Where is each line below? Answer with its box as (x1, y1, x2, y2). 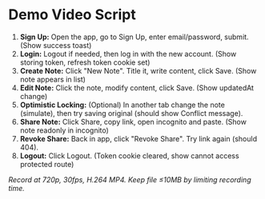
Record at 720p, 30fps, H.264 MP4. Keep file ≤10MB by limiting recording (8, 174, 251, 185)
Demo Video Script (8, 6, 136, 24)
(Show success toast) (19, 40, 92, 50)
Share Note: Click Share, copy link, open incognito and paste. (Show (19, 117, 247, 126)
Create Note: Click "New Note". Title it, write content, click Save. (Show (19, 66, 257, 75)
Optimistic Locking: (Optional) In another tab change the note (19, 100, 226, 109)
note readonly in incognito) (19, 125, 110, 135)
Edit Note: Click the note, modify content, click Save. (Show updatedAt (19, 82, 255, 93)
